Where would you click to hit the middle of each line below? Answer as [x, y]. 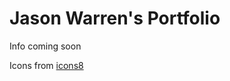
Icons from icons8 [46, 65]
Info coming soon [45, 46]
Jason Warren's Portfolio [115, 18]
